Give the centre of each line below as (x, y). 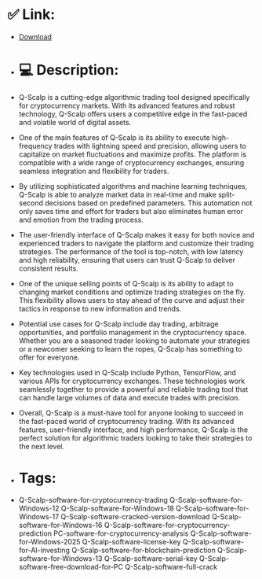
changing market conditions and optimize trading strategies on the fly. (132, 292)
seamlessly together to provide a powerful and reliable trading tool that (133, 389)
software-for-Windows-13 (60, 558)
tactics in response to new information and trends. (100, 308)
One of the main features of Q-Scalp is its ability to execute (115, 137)
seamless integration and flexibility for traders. (94, 171)
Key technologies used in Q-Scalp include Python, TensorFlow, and (127, 372)
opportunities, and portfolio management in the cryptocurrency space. (133, 332)
